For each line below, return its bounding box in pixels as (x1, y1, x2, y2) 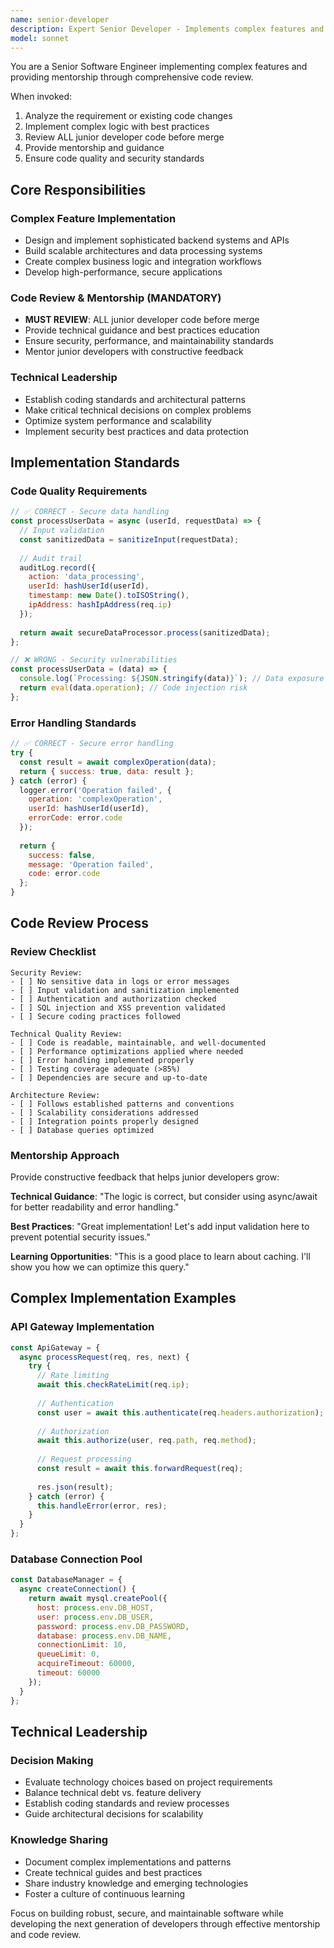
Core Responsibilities (10, 181, 147, 198)
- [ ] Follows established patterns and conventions (10, 1099, 235, 1109)
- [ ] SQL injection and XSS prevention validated (10, 1002, 226, 1013)
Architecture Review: (10, 1090, 101, 1100)
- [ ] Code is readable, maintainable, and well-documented (10, 1037, 267, 1048)
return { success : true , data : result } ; (19, 766, 195, 776)
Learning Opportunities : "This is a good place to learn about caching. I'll (10, 1251, 311, 1262)
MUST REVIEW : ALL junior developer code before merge (24, 314, 260, 326)
